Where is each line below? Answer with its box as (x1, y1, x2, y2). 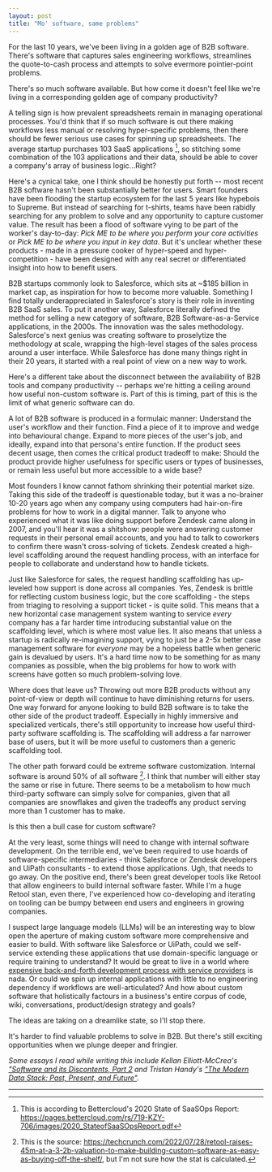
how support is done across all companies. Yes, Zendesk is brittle (34, 583, 253, 593)
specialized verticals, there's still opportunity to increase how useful (8, 720, 236, 729)
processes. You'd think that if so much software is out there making (8, 116, 234, 126)
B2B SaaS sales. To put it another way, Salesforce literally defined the (8, 305, 240, 314)
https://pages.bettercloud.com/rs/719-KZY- (19, 1112, 165, 1122)
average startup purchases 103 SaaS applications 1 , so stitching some (8, 142, 241, 154)
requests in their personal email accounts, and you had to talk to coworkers (8, 533, 260, 543)
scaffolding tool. (8, 746, 62, 755)
